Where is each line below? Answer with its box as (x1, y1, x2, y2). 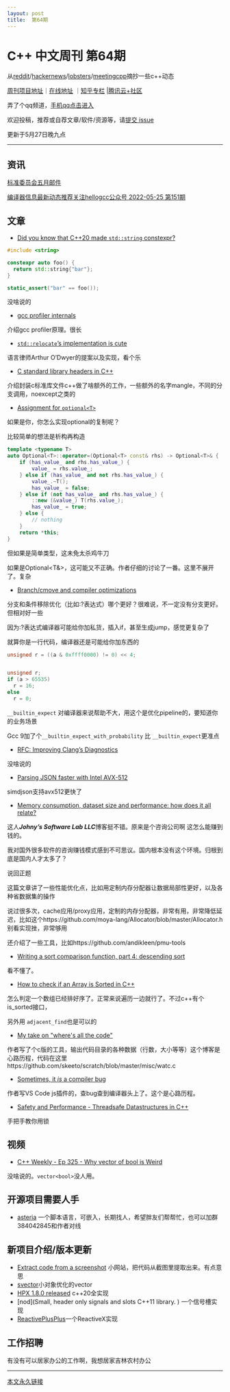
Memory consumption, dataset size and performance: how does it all (16, 801, 212, 809)
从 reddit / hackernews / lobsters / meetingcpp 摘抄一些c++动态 (7, 72, 175, 80)
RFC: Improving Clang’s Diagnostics (16, 745, 118, 754)
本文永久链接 (7, 1378, 43, 1386)
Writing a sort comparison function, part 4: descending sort (16, 952, 186, 960)
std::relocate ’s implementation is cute (16, 339, 127, 347)
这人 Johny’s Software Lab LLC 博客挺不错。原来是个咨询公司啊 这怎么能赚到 (7, 822, 223, 831)
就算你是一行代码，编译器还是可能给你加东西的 (7, 638, 139, 646)
